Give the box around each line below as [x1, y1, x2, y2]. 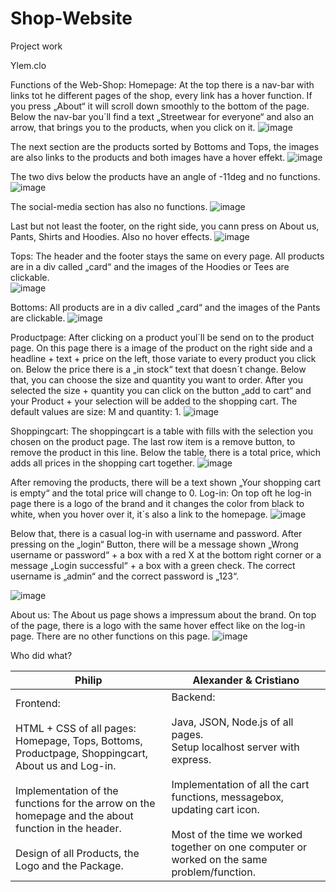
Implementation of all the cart [171, 777, 310, 791]
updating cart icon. [171, 802, 260, 816]
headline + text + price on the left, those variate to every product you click [10, 352, 317, 364]
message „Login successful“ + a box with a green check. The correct [10, 559, 296, 571]
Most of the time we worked [171, 827, 303, 841]
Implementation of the [15, 783, 119, 797]
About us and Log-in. [15, 758, 117, 772]
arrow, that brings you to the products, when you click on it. [10, 121, 256, 133]
